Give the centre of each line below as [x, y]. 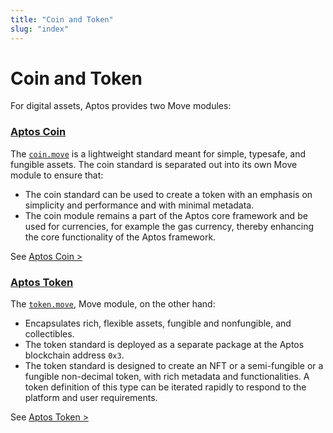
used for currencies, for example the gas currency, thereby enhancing [169, 226]
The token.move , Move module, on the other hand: [113, 304]
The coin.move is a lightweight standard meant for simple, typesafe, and [158, 153]
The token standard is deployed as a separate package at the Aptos [164, 345]
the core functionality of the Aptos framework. [120, 237]
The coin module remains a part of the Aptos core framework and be [166, 215]
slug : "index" [40, 29]
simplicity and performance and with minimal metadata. [139, 205]
